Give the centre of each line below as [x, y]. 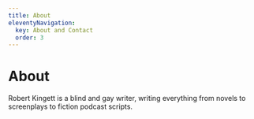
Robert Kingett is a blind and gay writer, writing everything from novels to [127, 99]
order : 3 [30, 37]
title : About [30, 15]
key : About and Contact [54, 30]
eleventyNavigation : [42, 23]
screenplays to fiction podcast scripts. [70, 106]
